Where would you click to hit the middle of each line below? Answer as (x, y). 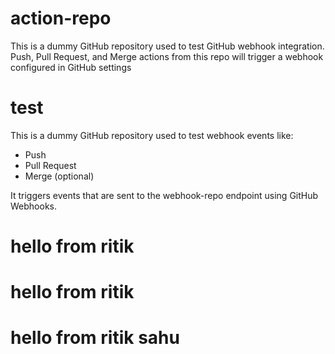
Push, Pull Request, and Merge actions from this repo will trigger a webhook (167, 56)
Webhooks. (33, 206)
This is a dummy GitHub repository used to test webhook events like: (152, 135)
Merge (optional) (59, 176)
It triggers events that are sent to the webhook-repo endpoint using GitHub (164, 195)
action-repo (61, 18)
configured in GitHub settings (71, 67)
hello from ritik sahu (95, 338)
